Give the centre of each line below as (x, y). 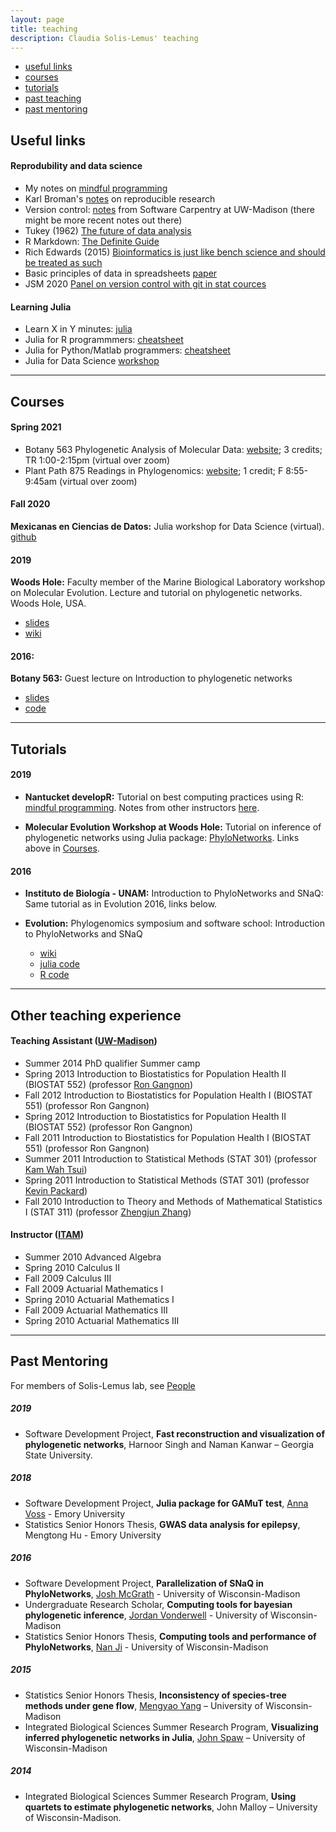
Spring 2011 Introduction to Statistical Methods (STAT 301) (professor (167, 1180)
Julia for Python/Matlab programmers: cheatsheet (127, 350)
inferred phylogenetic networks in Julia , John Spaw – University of (165, 1737)
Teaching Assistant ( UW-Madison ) (84, 1041)
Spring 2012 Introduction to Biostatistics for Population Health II (155, 1116)
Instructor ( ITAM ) (47, 1235)
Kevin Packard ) (56, 1190)
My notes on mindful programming (96, 188)
